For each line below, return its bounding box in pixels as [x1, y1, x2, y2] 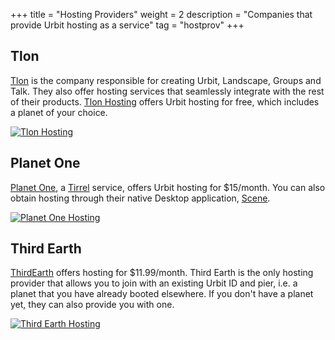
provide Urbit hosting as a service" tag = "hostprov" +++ [10, 19, 245, 31]
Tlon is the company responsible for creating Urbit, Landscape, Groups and [10, 74, 322, 86]
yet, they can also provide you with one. [10, 299, 175, 311]
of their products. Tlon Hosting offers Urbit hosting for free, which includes [10, 95, 320, 108]
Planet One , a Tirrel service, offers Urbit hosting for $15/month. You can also [10, 181, 326, 193]
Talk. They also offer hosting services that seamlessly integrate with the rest [10, 85, 325, 97]
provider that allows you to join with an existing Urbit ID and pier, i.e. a [10, 277, 298, 289]
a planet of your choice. [10, 106, 108, 118]
